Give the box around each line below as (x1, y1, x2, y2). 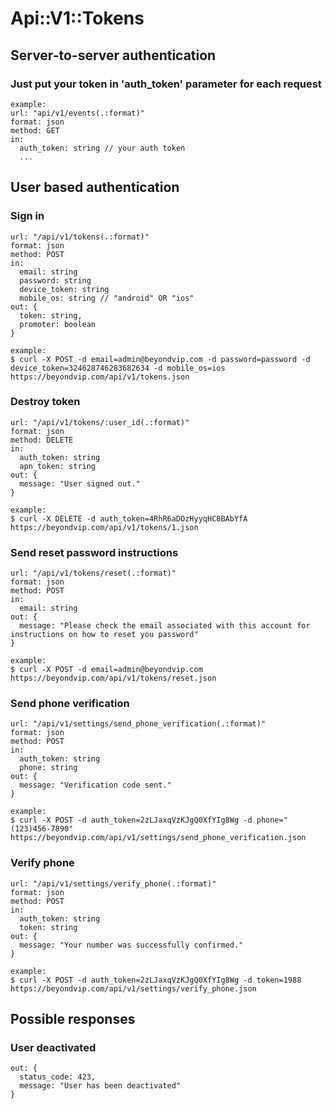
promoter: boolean (19, 319, 97, 329)
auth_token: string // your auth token (19, 143, 186, 153)
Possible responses (10, 1011, 136, 1028)
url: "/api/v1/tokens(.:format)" (10, 232, 150, 242)
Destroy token (10, 395, 81, 409)
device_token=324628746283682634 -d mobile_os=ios (10, 363, 226, 373)
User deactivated (10, 1041, 97, 1055)
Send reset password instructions (10, 545, 179, 559)
